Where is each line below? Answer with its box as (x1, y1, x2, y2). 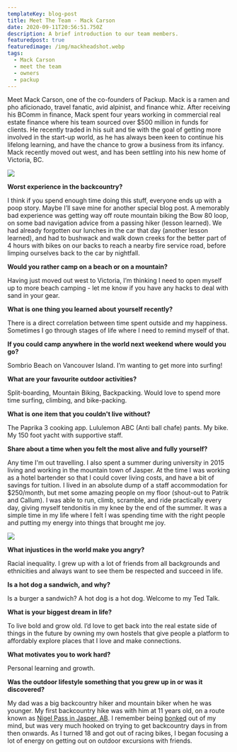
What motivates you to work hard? (7, 650, 111, 659)
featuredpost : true (7, 37, 65, 44)
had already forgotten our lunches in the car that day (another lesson (7, 226, 209, 235)
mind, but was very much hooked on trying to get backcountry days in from (7, 722, 228, 730)
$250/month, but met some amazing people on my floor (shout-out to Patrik (7, 489, 229, 497)
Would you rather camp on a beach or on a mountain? (7, 262, 168, 271)
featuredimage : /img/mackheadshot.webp (7, 43, 125, 50)
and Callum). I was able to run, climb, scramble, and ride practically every (7, 496, 221, 504)
